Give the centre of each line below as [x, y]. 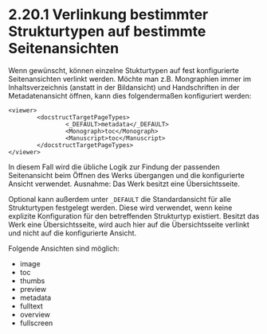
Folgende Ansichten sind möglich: [64, 248]
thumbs [32, 281]
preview [33, 289]
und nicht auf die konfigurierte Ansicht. [73, 233]
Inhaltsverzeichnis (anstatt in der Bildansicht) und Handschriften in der [124, 87]
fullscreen [36, 323]
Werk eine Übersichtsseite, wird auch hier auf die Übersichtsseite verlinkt [129, 224]
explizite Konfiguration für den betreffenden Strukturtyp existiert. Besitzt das [134, 216]
